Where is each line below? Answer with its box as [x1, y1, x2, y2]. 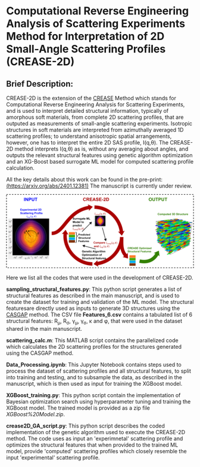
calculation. [6, 164, 35, 171]
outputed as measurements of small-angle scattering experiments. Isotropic [6, 120, 192, 127]
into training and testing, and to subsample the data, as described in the [6, 373, 183, 380]
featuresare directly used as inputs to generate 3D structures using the [6, 305, 180, 312]
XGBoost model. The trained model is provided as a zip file [6, 404, 151, 411]
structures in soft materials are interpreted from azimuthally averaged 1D [6, 127, 184, 133]
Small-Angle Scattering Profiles [6, 42, 166, 56]
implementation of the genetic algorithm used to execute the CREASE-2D [6, 428, 186, 435]
